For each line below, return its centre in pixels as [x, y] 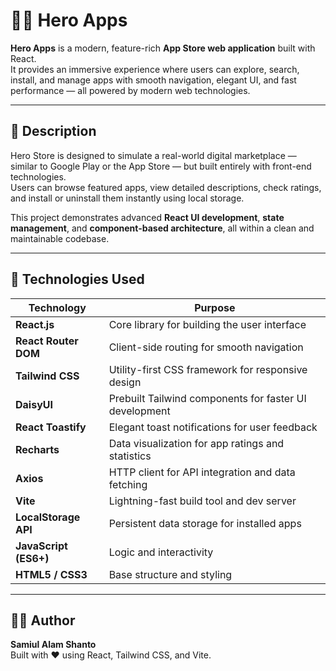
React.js [35, 324]
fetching [128, 484]
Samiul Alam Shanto [53, 645]
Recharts [37, 449]
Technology [57, 307]
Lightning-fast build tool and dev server [202, 501]
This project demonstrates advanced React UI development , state [147, 217]
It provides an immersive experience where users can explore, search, [155, 69]
